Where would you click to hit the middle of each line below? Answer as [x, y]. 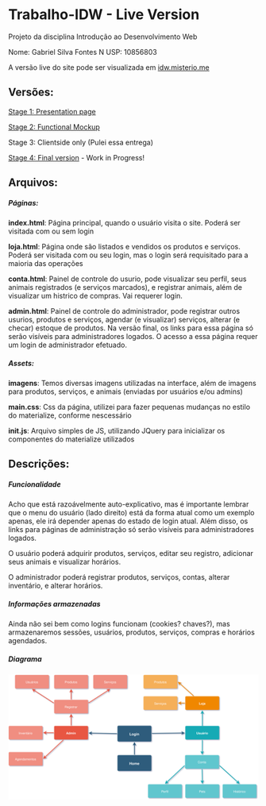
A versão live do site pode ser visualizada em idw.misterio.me [109, 67]
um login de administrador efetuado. [67, 345]
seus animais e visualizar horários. [65, 562]
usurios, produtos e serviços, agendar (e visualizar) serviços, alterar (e [124, 320]
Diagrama [25, 659]
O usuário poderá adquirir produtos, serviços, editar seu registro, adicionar [131, 553]
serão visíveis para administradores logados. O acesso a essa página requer [133, 337]
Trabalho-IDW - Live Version [104, 15]
